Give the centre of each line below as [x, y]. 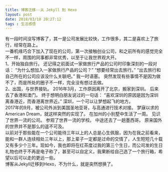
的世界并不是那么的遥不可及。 [36, 126]
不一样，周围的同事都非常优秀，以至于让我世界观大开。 [62, 58]
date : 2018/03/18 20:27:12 [33, 19]
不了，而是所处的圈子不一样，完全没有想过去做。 [55, 83]
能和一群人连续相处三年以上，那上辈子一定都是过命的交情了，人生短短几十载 [84, 139]
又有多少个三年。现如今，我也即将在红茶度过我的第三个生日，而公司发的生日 [84, 145]
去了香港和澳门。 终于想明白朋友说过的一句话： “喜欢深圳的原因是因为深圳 [82, 95]
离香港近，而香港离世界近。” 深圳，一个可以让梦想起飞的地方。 [69, 101]
